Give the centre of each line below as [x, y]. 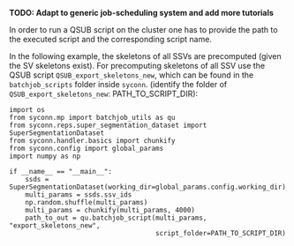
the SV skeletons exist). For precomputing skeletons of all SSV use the [137, 66]
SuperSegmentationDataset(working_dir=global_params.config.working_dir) [148, 187]
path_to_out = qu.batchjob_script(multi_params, [116, 218]
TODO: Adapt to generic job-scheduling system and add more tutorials [141, 13]
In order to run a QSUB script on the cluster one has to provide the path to [143, 30]
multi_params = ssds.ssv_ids [79, 195]
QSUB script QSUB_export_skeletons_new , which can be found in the [132, 75]
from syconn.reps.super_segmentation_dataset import [108, 125]
